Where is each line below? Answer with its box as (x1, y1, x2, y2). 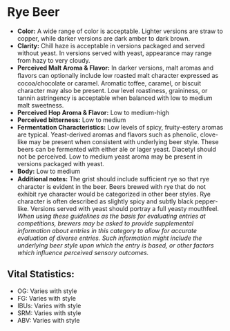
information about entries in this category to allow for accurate (17, 226, 197, 234)
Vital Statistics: (7, 268, 75, 280)
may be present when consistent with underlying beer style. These (28, 137, 219, 146)
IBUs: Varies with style (17, 301, 82, 310)
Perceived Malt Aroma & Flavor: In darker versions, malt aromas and (17, 63, 214, 72)
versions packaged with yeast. (17, 159, 105, 168)
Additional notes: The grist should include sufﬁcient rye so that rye (17, 174, 209, 183)
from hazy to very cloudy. (17, 56, 91, 64)
